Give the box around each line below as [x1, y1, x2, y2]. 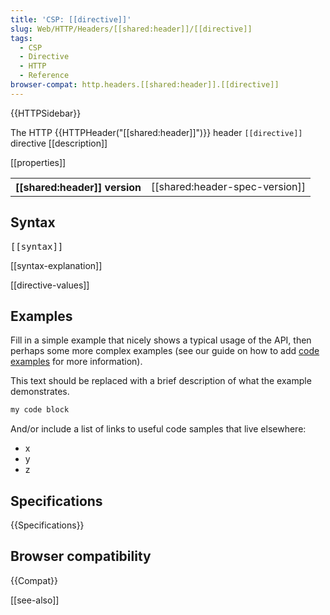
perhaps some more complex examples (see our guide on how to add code [10, 345, 320, 357]
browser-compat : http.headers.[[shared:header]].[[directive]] [10, 80, 280, 90]
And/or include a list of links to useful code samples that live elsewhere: [10, 423, 307, 435]
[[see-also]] [10, 594, 60, 606]
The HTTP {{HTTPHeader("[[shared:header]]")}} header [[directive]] [10, 126, 303, 138]
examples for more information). [10, 356, 143, 368]
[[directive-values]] [10, 279, 90, 291]
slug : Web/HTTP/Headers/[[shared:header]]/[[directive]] [10, 24, 253, 34]
